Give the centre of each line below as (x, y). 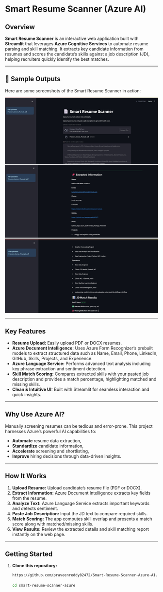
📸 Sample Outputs (33, 79)
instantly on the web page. (39, 534)
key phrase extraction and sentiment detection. (59, 368)
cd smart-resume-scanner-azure (44, 586)
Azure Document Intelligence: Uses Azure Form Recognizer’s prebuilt (82, 348)
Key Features (25, 331)
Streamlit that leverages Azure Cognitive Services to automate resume (77, 44)
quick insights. (26, 394)
